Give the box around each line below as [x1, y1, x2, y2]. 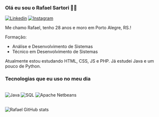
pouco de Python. [5, 63, 41, 69]
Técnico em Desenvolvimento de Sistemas [12, 49, 98, 55]
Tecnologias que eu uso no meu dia [5, 75, 91, 82]
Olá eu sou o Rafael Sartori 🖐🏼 [5, 4, 77, 11]
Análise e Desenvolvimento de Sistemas [12, 44, 93, 50]
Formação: [5, 34, 27, 40]
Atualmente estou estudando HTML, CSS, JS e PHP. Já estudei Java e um [5, 58, 154, 64]
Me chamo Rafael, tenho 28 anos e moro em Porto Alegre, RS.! [5, 25, 132, 31]
